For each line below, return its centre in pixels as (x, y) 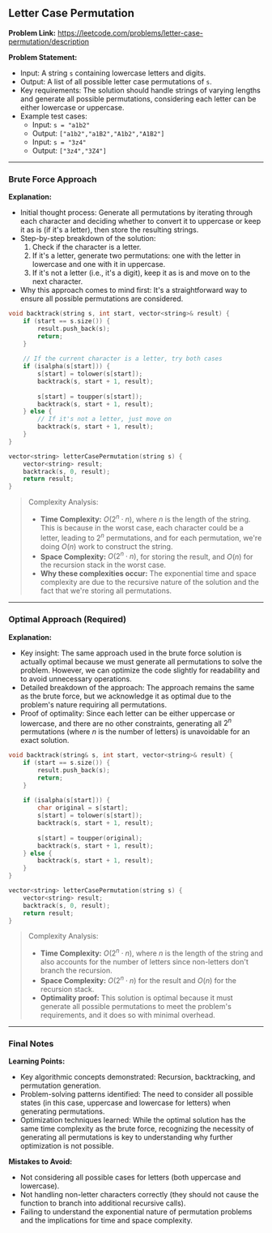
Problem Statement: (43, 57)
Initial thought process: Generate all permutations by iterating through (136, 213)
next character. (57, 281)
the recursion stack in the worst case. (103, 565)
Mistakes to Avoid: (40, 1162)
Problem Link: (32, 32)
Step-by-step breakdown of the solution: (88, 238)
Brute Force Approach (53, 179)
